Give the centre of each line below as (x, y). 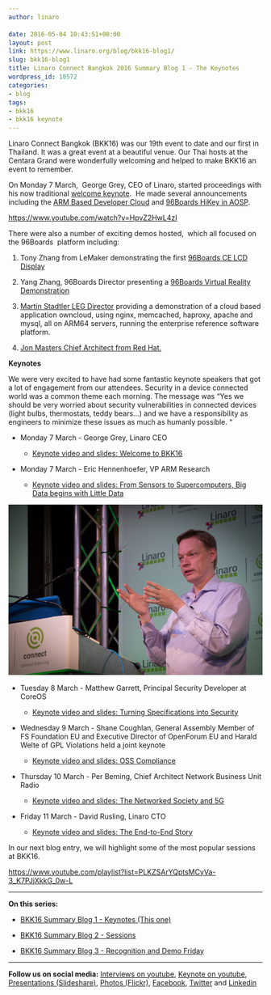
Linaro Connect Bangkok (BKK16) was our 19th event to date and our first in (134, 144)
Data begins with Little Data (78, 493)
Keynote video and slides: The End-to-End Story (113, 832)
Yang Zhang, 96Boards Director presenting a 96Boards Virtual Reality (135, 282)
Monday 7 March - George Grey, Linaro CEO (94, 438)
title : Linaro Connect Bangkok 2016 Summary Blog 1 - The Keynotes (124, 69)
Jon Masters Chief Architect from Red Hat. (91, 348)
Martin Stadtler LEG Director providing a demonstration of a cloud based (140, 307)
